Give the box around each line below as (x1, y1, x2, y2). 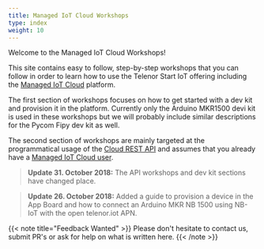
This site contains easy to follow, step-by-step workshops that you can (8, 63, 239, 73)
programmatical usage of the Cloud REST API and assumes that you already (8, 144, 256, 154)
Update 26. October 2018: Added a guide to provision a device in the (27, 191, 254, 202)
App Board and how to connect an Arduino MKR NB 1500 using (27, 200, 233, 209)
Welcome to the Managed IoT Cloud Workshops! (8, 48, 166, 58)
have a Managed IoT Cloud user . (8, 153, 114, 162)
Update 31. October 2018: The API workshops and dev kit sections (27, 168, 247, 178)
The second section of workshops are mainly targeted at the (8, 136, 206, 145)
